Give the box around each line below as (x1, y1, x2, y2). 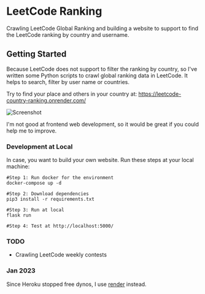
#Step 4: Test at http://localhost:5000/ (6, 223, 114, 230)
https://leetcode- (138, 90, 182, 98)
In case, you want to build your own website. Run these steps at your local (6, 157, 195, 164)
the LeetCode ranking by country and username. (6, 31, 130, 38)
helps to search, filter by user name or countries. (6, 78, 130, 85)
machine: (6, 163, 30, 170)
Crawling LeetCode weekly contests (15, 251, 107, 258)
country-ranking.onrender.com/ (6, 96, 87, 104)
